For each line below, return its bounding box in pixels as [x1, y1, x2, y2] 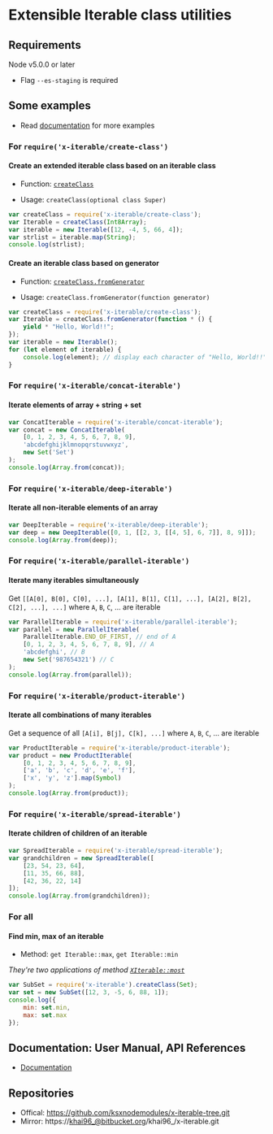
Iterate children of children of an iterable [8, 828, 148, 838]
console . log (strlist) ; [8, 241, 85, 249]
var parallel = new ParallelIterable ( [8, 625, 140, 633]
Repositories [8, 1086, 75, 1100]
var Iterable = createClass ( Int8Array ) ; [8, 218, 148, 226]
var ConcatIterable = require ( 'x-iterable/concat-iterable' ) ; [8, 418, 223, 426]
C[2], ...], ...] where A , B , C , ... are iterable [8, 602, 161, 611]
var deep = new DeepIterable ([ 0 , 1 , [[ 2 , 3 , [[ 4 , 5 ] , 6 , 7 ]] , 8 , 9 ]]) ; [8, 528, 257, 537]
